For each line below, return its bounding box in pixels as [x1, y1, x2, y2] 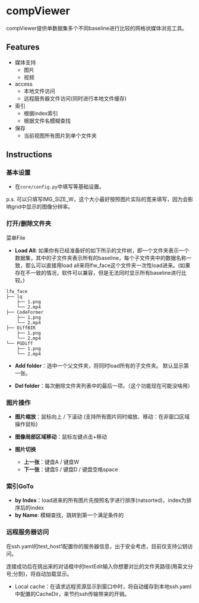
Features [6, 42, 40, 52]
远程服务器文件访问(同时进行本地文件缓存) [23, 95, 127, 102]
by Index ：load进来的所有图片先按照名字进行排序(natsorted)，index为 [14, 497, 187, 504]
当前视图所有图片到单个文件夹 [23, 132, 97, 139]
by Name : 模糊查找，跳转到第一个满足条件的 [14, 511, 124, 519]
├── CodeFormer [6, 309, 44, 315]
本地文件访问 [23, 87, 55, 95]
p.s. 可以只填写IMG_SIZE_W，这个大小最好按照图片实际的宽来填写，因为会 [6, 196, 188, 203]
